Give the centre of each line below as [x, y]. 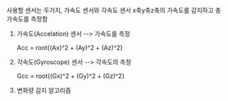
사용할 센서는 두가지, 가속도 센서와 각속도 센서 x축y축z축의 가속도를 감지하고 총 [114, 10]
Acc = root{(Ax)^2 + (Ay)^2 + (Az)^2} [70, 48]
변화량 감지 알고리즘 [44, 90]
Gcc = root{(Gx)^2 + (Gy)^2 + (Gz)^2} [70, 76]
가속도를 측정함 [27, 19]
